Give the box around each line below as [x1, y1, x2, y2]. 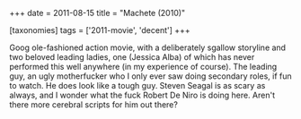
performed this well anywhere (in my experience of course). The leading [9, 62, 278, 72]
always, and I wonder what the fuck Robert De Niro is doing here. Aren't [9, 89, 276, 100]
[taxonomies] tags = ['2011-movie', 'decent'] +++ [9, 25, 190, 35]
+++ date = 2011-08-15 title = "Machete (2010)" [9, 8, 186, 18]
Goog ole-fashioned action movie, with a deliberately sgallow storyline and [9, 42, 286, 53]
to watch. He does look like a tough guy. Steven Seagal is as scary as [9, 81, 266, 90]
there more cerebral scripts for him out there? [9, 99, 178, 110]
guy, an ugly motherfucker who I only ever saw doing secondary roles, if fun [9, 71, 292, 81]
